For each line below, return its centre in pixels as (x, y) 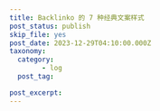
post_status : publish (50, 26)
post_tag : (36, 77)
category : (36, 60)
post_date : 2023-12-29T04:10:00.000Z (80, 43)
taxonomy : (28, 51)
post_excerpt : (36, 92)
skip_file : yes (38, 34)
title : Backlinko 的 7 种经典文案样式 (77, 18)
